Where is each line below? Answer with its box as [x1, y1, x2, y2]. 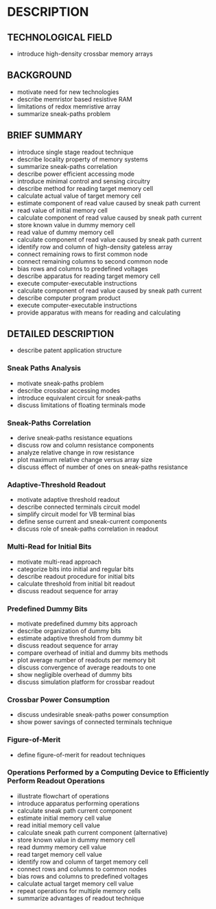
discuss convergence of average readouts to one [16, 663, 156, 671]
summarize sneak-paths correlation [16, 162, 118, 170]
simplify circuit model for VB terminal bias [16, 510, 136, 518]
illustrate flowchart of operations [16, 792, 110, 800]
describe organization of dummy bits [16, 626, 121, 635]
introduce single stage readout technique [16, 148, 134, 156]
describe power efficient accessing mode [16, 170, 135, 178]
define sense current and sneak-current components [16, 518, 167, 526]
